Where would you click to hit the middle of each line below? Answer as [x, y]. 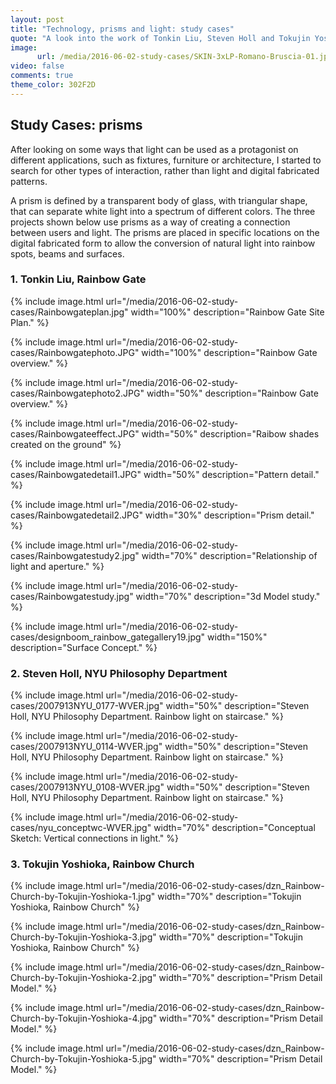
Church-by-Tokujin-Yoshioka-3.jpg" [83, 937]
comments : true [42, 76]
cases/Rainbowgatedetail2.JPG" [76, 515]
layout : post [37, 19]
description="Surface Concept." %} [84, 647]
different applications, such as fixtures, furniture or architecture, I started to [166, 160]
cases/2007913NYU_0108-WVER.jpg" [87, 787]
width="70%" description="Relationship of [229, 555]
